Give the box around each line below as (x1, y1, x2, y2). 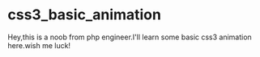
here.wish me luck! (7, 40, 70, 50)
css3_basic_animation (7, 6, 161, 24)
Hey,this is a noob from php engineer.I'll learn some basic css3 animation (7, 32, 252, 42)
